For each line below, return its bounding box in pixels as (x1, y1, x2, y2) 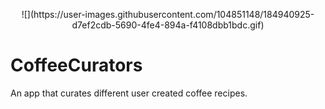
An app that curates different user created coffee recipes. (10, 87, 248, 99)
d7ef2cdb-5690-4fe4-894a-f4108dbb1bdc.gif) (71, 19, 265, 31)
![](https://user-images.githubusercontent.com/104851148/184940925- (21, 9, 315, 20)
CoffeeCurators (10, 54, 143, 77)
